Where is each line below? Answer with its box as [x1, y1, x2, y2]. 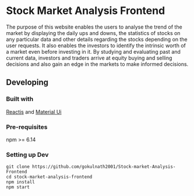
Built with [6, 95, 34, 103]
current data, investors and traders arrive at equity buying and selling [6, 54, 172, 61]
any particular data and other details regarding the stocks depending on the [6, 36, 188, 43]
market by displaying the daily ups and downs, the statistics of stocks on [6, 29, 181, 36]
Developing [6, 78, 48, 87]
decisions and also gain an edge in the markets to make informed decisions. [6, 60, 189, 68]
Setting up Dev [6, 150, 49, 159]
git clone [6, 164, 30, 170]
